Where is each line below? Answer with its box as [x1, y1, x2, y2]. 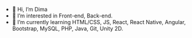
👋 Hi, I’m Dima [12, 6, 48, 13]
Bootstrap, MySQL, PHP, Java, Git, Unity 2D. [12, 25, 124, 32]
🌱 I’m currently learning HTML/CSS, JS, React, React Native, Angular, [12, 19, 186, 25]
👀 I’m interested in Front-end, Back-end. [12, 12, 113, 19]
